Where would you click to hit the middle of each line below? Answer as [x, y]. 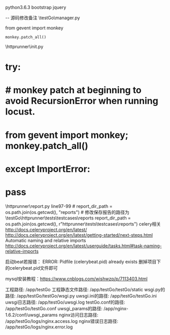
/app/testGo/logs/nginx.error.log [39, 327]
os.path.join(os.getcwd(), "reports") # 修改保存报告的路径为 [67, 212]
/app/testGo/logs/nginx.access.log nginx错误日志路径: [62, 321]
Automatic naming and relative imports [46, 240]
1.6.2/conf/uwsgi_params [32, 315]
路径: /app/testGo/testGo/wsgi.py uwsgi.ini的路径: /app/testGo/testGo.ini [81, 295]
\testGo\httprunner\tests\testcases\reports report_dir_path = [68, 218]
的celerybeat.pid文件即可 [32, 268]
